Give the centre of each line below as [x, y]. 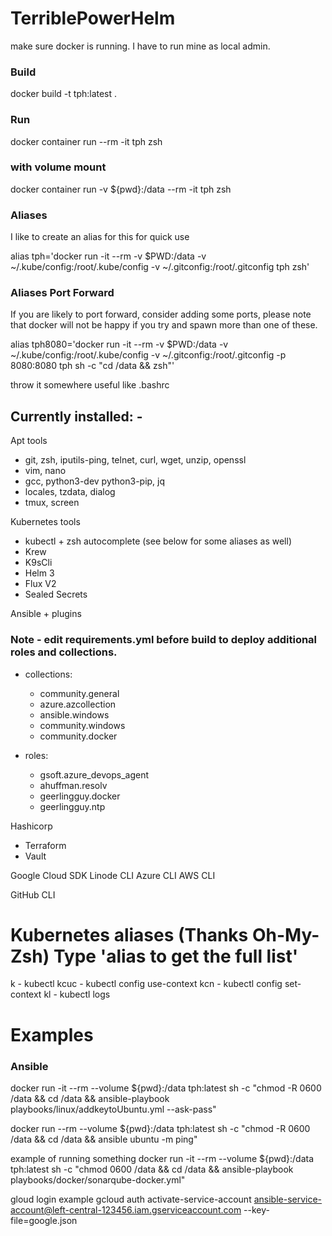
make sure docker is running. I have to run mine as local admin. [140, 46]
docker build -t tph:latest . [64, 94]
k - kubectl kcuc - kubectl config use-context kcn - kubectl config [146, 984]
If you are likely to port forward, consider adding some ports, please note [161, 314]
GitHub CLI [33, 894]
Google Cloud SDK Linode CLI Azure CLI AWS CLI [113, 875]
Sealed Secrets [56, 594]
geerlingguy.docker [80, 796]
